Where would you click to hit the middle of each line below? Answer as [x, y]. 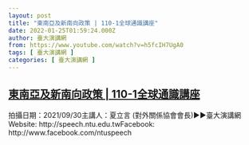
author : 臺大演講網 [38, 38]
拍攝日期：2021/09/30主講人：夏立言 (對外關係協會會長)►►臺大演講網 [125, 115]
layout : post [30, 16]
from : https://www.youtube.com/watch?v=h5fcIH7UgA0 [96, 45]
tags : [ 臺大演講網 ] [41, 53]
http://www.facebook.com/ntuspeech [70, 132]
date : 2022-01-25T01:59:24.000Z [62, 30]
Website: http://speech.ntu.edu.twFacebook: [82, 123]
